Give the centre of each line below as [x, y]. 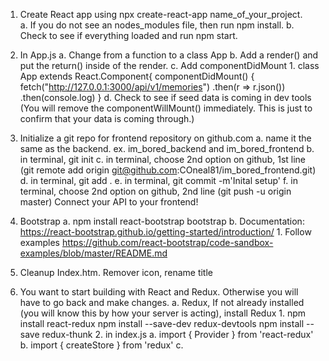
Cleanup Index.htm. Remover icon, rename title [116, 272]
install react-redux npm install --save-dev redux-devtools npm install [162, 323]
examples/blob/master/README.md [93, 253]
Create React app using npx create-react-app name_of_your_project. [161, 14]
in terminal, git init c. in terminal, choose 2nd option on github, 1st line [163, 159]
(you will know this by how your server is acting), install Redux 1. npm [163, 313]
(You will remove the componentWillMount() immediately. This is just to [166, 108]
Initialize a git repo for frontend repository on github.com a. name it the [165, 138]
